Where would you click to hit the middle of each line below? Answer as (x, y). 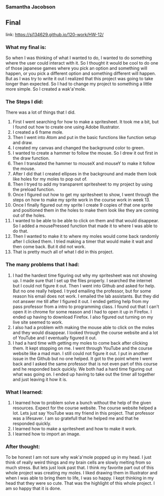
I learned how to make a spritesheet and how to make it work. (74, 428)
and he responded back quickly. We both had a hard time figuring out (82, 369)
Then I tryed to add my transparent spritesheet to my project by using (82, 184)
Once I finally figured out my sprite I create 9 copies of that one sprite (83, 205)
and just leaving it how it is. (40, 379)
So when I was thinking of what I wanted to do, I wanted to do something (79, 58)
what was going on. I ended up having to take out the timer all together (84, 374)
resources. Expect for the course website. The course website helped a (84, 408)
